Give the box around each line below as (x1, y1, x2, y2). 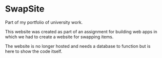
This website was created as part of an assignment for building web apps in (5, 29, 158, 34)
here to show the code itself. (5, 48, 62, 54)
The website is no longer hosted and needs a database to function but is (5, 43, 151, 49)
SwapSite (5, 3, 45, 14)
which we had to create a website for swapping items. (5, 34, 114, 40)
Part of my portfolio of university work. (5, 19, 83, 25)
